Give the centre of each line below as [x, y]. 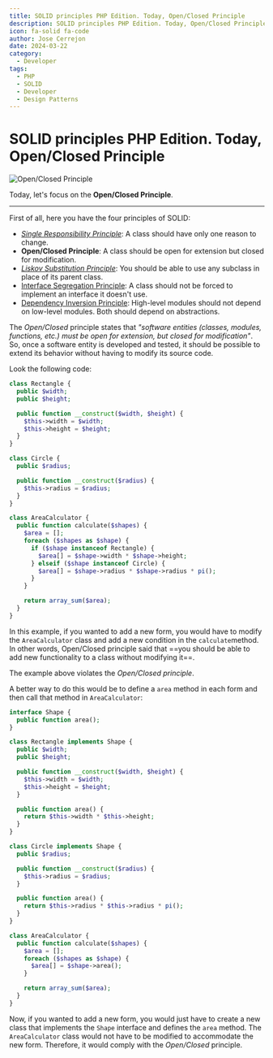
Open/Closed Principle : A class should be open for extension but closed [142, 251]
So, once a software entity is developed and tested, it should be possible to [135, 345]
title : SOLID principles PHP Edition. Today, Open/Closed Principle [127, 16]
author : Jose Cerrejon [47, 39]
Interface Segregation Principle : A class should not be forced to [127, 286]
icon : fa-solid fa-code [49, 31]
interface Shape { [40, 712]
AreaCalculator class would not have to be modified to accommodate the [131, 1036]
